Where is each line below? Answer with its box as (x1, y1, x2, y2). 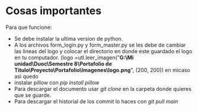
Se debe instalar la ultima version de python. (14, 35, 123, 42)
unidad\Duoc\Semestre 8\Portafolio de (14, 60, 112, 67)
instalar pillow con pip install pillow (14, 79, 100, 86)
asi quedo (14, 73, 39, 80)
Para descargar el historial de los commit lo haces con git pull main (14, 97, 178, 105)
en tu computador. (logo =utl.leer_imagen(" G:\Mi (14, 54, 134, 61)
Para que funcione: (5, 24, 52, 31)
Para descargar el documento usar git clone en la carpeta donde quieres (14, 85, 192, 92)
